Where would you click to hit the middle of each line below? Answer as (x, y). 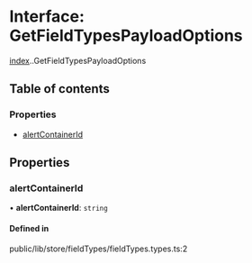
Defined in (29, 228)
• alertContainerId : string (58, 208)
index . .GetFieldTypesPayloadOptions (78, 60)
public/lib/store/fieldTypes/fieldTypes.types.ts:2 (99, 249)
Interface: (47, 17)
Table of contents (59, 89)
